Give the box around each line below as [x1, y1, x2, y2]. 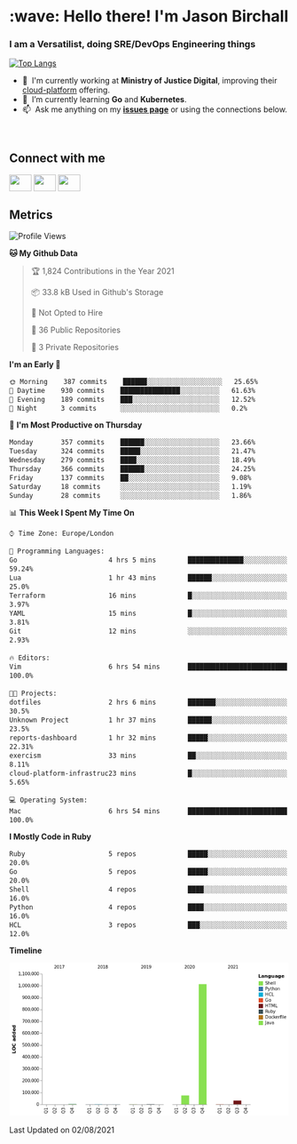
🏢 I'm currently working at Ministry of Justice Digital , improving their [21, 76, 277, 86]
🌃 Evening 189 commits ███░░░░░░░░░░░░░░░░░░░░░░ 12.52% [9, 396, 255, 404]
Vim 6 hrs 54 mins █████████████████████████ [9, 662, 288, 672]
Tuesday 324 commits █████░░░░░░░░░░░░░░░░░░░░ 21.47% [9, 447, 255, 456]
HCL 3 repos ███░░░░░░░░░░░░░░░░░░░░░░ [9, 921, 288, 930]
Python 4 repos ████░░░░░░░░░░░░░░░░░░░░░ [9, 903, 288, 912]
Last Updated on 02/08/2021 [9, 1124, 115, 1135]
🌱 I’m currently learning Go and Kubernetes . [21, 94, 188, 105]
